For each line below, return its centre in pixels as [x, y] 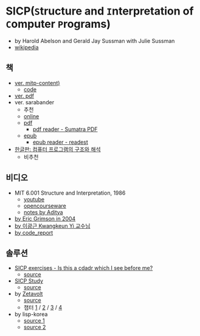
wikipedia [26, 47]
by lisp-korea [31, 314]
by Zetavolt [29, 294]
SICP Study [29, 281]
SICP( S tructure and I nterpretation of [100, 11]
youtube [34, 199]
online [31, 116]
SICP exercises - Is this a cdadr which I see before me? [84, 268]
